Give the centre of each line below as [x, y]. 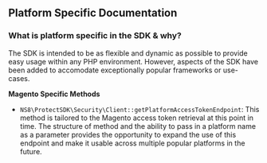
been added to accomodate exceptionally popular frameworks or [115, 70]
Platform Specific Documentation [93, 13]
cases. [19, 78]
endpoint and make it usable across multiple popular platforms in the [132, 143]
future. [31, 151]
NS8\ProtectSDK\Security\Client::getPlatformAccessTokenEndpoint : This [139, 109]
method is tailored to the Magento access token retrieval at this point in [136, 118]
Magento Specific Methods [54, 94]
